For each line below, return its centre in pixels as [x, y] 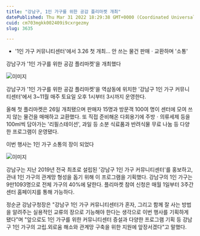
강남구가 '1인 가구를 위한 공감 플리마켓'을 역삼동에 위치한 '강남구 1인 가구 [90, 89]
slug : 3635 [20, 28]
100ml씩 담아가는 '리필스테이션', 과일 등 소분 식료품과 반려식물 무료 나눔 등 [93, 124]
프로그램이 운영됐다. [35, 132]
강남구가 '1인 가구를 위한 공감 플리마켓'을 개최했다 [64, 64]
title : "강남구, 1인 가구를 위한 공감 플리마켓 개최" [63, 12]
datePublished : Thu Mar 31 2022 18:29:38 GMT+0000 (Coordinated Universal [101, 17]
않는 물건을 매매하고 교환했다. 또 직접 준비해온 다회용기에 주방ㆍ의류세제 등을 [101, 117]
